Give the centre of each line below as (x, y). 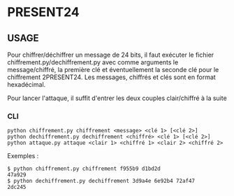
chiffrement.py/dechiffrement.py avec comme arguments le (93, 62)
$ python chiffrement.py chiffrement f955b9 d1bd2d (84, 169)
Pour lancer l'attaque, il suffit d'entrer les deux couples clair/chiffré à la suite (117, 98)
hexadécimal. (27, 84)
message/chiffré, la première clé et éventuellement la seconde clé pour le (113, 70)
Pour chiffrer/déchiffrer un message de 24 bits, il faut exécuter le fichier (111, 55)
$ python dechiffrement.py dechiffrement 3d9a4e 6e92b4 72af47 (101, 181)
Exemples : (23, 156)
